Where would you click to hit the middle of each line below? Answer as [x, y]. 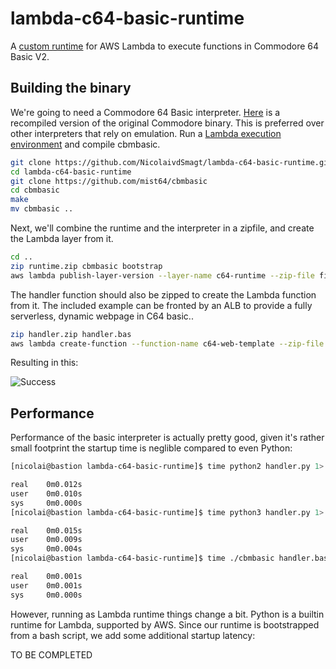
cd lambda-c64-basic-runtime [71, 172]
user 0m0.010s [46, 493]
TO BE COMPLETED [51, 654]
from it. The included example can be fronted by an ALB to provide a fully [161, 305]
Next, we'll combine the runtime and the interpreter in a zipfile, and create [162, 228]
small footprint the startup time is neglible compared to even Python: [151, 448]
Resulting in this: [44, 363]
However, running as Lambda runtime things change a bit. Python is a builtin [167, 614]
